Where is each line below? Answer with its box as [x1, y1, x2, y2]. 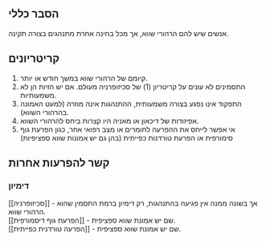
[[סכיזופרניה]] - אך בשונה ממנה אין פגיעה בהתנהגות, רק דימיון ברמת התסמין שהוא [8, 198, 258, 208]
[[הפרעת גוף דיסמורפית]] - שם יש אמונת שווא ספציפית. [8, 215, 176, 225]
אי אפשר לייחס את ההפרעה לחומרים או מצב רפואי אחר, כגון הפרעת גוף [19, 125, 235, 134]
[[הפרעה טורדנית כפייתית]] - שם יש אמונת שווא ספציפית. [8, 224, 182, 234]
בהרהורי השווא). [19, 107, 69, 116]
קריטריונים [8, 52, 60, 66]
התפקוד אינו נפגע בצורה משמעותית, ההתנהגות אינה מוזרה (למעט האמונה [19, 99, 243, 108]
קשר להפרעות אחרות [8, 157, 110, 170]
